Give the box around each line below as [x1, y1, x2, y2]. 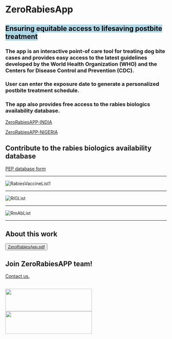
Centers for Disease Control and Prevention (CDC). [5, 67, 135, 74]
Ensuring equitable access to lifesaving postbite [5, 24, 163, 33]
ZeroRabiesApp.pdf [8, 244, 45, 250]
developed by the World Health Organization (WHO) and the [5, 60, 157, 67]
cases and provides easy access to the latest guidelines [5, 54, 147, 61]
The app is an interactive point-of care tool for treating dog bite [5, 47, 165, 55]
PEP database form [5, 166, 46, 172]
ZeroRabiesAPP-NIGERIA [5, 129, 58, 135]
